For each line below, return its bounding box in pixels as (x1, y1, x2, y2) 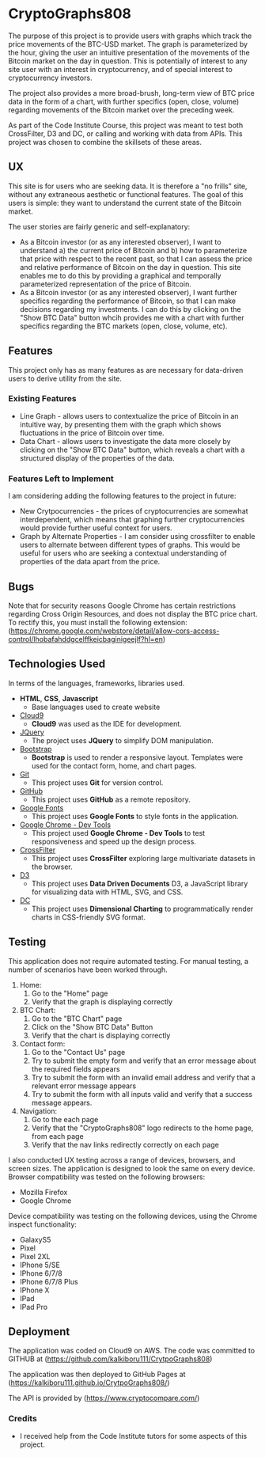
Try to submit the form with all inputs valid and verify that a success (31, 1089, 253, 1098)
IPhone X (19, 1285, 50, 1295)
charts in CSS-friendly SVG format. (31, 912, 146, 922)
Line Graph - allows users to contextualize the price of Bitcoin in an (19, 411, 239, 420)
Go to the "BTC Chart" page (31, 1014, 123, 1023)
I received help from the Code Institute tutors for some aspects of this (19, 1431, 248, 1440)
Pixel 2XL (19, 1251, 51, 1261)
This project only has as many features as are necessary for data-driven (8, 365, 244, 374)
